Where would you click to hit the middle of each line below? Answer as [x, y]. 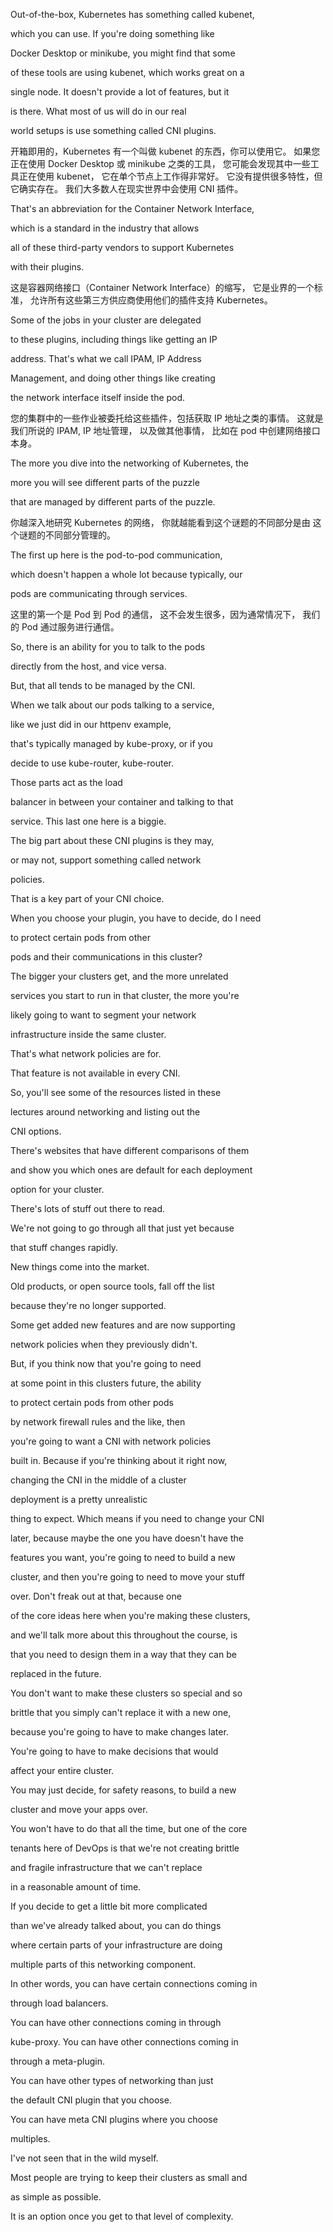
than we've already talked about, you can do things [116, 1925]
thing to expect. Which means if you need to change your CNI [137, 1518]
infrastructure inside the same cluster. [88, 1034]
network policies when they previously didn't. [104, 1344]
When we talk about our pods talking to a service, [112, 705]
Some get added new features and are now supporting [123, 1325]
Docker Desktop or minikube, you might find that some [123, 53]
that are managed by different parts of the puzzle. [113, 502]
